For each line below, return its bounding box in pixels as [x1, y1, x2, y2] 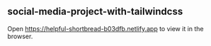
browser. [7, 32, 33, 40]
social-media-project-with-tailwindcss [7, 6, 183, 18]
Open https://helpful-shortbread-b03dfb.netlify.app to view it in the [7, 24, 204, 33]
